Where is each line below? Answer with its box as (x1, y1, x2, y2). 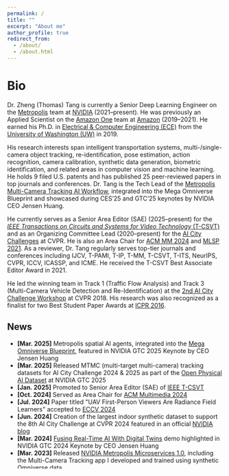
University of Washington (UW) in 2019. (7, 130, 119, 138)
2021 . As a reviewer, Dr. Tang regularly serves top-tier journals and (7, 244, 196, 252)
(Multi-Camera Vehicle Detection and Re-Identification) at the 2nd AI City (7, 286, 214, 295)
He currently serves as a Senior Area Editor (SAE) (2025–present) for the (7, 214, 213, 223)
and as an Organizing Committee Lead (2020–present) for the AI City (7, 229, 202, 238)
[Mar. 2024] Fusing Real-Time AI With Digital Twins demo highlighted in (16, 434, 220, 442)
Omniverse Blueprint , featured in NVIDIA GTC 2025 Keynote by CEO (16, 346, 209, 354)
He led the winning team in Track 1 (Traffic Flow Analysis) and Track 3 (7, 279, 204, 287)
